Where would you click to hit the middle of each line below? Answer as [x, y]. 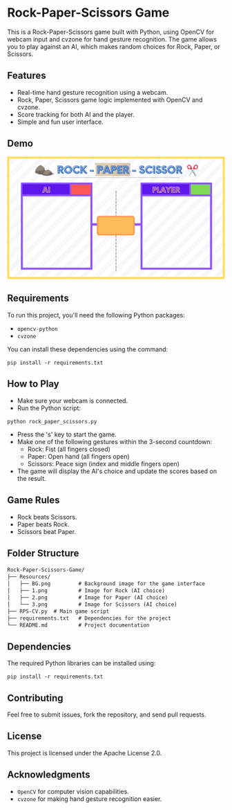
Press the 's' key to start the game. [67, 434]
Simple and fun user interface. [60, 122]
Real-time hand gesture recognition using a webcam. [93, 92]
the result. [31, 478]
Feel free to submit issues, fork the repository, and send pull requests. [107, 715]
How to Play [33, 384]
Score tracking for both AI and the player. [76, 114]
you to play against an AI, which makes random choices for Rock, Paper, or [114, 46]
